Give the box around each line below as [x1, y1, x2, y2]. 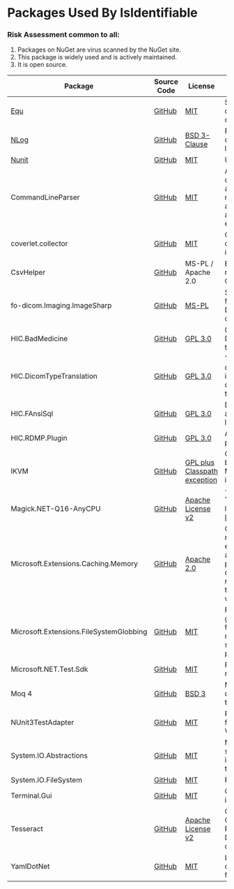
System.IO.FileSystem [10, 775, 82, 785]
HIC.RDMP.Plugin [10, 433, 68, 443]
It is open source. [17, 61, 68, 69]
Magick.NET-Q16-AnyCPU [10, 504, 101, 514]
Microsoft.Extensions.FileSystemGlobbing [10, 627, 148, 636]
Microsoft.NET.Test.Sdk [10, 664, 88, 674]
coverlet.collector [10, 239, 68, 248]
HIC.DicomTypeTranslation [10, 371, 97, 381]
